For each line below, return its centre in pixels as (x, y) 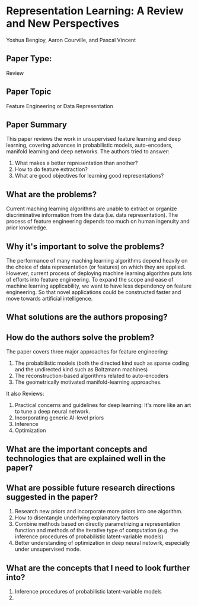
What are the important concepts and (77, 449)
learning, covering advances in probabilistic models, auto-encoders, (90, 145)
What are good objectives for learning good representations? (89, 176)
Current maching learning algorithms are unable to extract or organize (92, 209)
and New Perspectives (63, 23)
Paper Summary (36, 124)
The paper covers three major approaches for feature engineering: (87, 352)
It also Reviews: (25, 394)
